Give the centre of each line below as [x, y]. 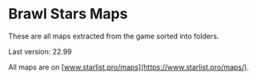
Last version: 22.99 [40, 51]
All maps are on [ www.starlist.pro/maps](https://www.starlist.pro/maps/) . [129, 67]
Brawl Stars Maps [68, 14]
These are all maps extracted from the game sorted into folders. [114, 36]
